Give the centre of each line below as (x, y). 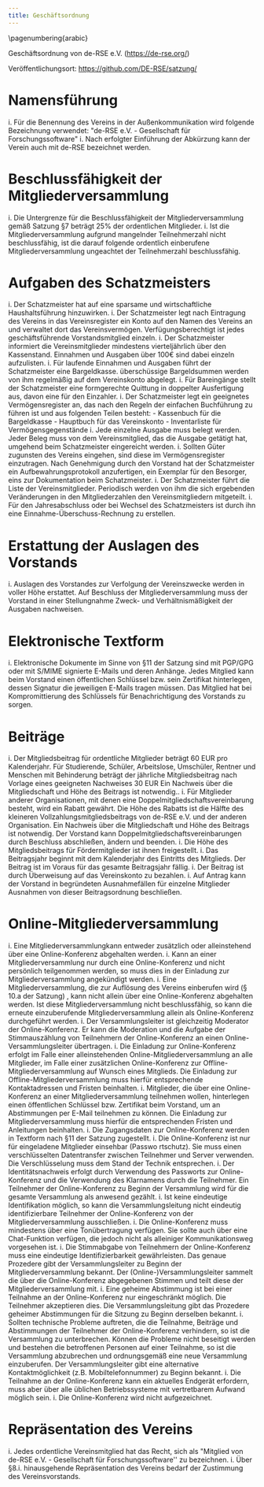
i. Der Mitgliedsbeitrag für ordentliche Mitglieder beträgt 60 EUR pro (118, 758)
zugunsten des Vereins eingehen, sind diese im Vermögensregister (117, 455)
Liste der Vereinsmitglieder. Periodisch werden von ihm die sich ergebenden (132, 488)
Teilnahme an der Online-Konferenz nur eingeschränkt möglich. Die (117, 1297)
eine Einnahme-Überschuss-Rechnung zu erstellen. (92, 514)
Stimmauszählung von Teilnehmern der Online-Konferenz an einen (116, 1038)
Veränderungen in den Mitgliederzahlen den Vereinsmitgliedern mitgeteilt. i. (130, 497)
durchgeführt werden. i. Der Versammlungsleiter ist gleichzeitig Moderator (128, 1022)
